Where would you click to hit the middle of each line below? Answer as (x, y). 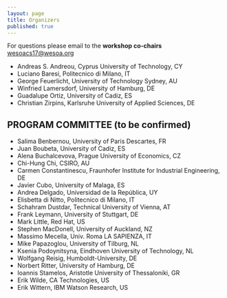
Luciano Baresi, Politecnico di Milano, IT (74, 74)
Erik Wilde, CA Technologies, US (63, 280)
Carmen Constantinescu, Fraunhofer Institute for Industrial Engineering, (118, 171)
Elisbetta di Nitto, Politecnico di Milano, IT (76, 200)
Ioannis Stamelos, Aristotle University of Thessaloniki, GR (98, 273)
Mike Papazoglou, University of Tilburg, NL (78, 244)
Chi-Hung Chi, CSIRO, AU (53, 163)
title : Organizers (33, 20)
